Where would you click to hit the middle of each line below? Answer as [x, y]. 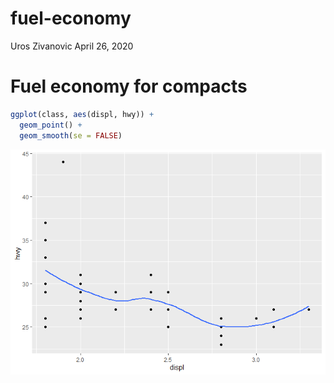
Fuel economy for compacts [129, 86]
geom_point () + [51, 125]
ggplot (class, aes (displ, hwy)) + [82, 114]
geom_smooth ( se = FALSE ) [71, 135]
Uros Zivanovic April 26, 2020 [72, 46]
